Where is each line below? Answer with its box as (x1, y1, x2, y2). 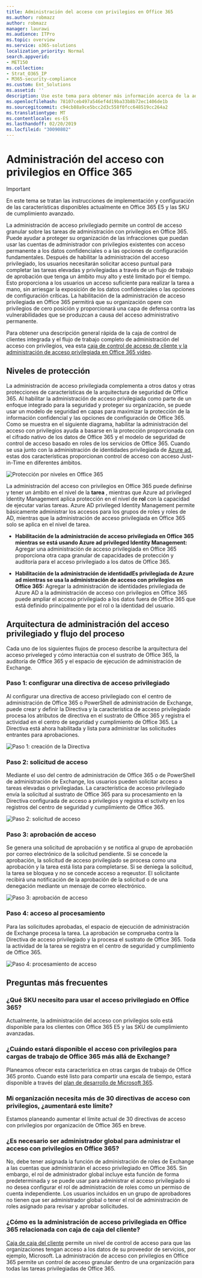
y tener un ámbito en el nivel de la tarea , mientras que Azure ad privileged (6, 489, 191, 496)
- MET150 (6, 59, 28, 65)
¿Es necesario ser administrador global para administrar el (6, 1136, 180, 1145)
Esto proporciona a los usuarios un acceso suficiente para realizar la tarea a (6, 279, 194, 286)
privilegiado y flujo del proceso (6, 628, 125, 639)
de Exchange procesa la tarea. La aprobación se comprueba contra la (6, 929, 179, 937)
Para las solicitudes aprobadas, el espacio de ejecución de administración (6, 923, 190, 930)
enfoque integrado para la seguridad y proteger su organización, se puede (6, 401, 191, 408)
